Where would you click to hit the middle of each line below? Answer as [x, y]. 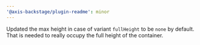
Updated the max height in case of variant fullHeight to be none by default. [100, 29]
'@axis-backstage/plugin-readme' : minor [58, 12]
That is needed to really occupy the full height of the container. [85, 35]
